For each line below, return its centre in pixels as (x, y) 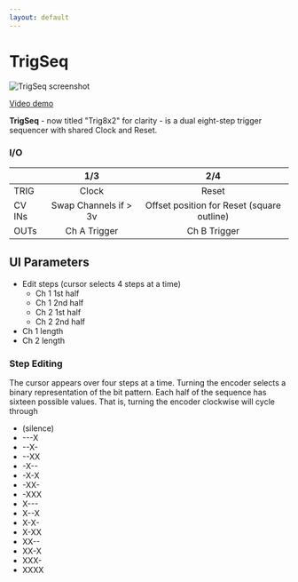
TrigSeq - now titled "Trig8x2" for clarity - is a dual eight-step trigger (136, 120)
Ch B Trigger (213, 230)
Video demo (31, 103)
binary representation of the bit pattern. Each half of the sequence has (138, 392)
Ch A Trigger (92, 230)
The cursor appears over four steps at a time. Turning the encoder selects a (148, 382)
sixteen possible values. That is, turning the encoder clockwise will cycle (142, 402)
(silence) (38, 428)
